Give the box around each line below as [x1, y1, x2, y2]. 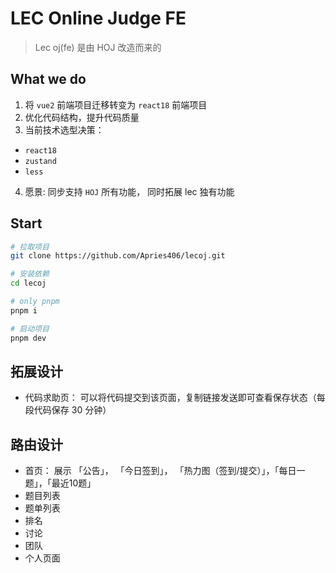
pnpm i [10, 305, 38, 316]
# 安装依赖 [10, 269, 50, 279]
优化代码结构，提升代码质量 [24, 111, 140, 123]
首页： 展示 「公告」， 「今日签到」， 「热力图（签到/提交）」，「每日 [24, 465, 297, 477]
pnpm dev [10, 333, 47, 343]
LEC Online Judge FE [10, 7, 187, 30]
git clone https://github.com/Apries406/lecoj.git [10, 251, 226, 261]
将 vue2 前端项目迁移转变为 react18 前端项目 [24, 98, 208, 111]
